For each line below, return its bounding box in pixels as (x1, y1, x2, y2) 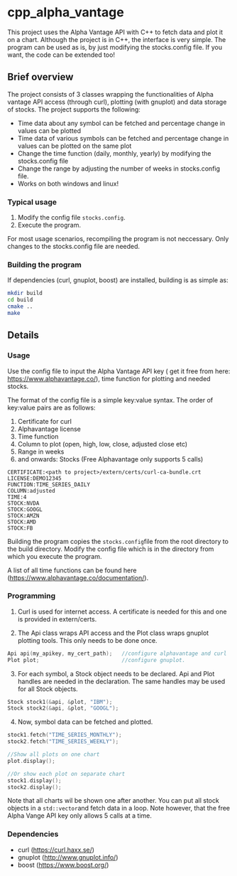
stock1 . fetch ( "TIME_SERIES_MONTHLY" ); (7, 732, 122, 739)
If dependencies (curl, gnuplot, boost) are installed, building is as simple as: (7, 276, 228, 284)
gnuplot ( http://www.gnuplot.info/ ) (17, 853, 118, 861)
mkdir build (7, 289, 43, 297)
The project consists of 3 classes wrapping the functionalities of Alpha (7, 90, 214, 98)
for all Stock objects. (17, 684, 78, 693)
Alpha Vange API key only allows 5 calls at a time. (7, 811, 153, 820)
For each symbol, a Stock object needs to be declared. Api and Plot (17, 669, 215, 678)
